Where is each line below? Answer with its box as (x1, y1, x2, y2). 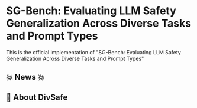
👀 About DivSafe (6, 92, 68, 102)
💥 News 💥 (6, 72, 45, 82)
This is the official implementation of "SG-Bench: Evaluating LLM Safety (6, 48, 182, 55)
